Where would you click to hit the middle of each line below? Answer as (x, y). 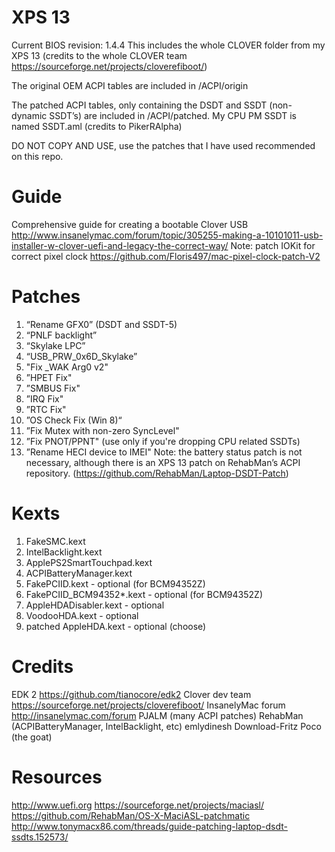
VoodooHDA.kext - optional (82, 615)
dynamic (29, 115)
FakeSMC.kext (55, 541)
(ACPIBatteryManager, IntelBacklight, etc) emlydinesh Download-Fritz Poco (166, 726)
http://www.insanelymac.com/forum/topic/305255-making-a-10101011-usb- (167, 235)
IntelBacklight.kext (64, 552)
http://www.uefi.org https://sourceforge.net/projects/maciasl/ (137, 805)
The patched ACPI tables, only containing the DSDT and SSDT (139, 105)
